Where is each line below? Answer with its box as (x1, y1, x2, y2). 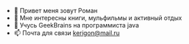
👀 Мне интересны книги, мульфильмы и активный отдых (13, 14, 182, 22)
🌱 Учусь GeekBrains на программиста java (13, 21, 139, 29)
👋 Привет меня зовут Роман (13, 7, 98, 14)
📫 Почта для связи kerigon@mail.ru (13, 29, 120, 37)
